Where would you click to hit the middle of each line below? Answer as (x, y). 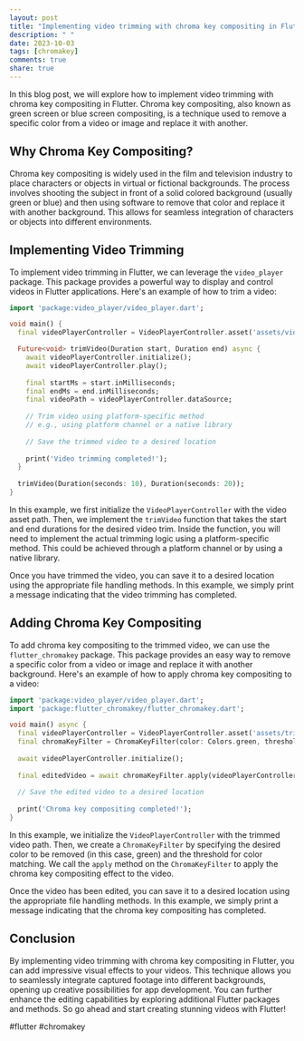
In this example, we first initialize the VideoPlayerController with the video (148, 510)
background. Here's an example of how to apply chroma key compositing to (151, 674)
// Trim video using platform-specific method (115, 417)
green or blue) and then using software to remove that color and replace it (147, 202)
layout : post (34, 18)
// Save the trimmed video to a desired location (121, 442)
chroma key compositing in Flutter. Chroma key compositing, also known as (150, 103)
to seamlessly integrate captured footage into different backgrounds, (138, 979)
